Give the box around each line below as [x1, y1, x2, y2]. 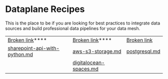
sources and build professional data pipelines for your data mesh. [5, 25, 140, 31]
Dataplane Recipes [5, 3, 85, 15]
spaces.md [72, 65, 99, 72]
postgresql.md [126, 47, 160, 54]
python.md [7, 51, 33, 58]
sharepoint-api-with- [7, 44, 60, 51]
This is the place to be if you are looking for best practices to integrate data [5, 20, 160, 26]
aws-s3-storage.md [72, 47, 121, 54]
